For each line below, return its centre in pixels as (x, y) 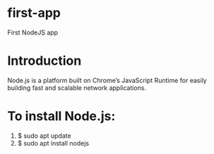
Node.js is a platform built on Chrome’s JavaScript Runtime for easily (107, 80)
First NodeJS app (33, 32)
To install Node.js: (61, 116)
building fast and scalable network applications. (77, 88)
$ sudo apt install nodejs (53, 143)
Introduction (44, 61)
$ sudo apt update (44, 136)
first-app (34, 13)
